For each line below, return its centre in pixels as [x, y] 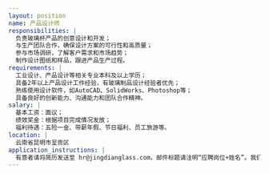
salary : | [25, 105]
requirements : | [35, 68]
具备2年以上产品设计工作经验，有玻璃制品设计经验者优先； [98, 83]
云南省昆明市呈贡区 [42, 142]
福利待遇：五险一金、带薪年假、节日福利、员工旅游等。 [93, 127]
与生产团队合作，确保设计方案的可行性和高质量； [84, 46]
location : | [28, 135]
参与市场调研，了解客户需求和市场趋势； [72, 53]
